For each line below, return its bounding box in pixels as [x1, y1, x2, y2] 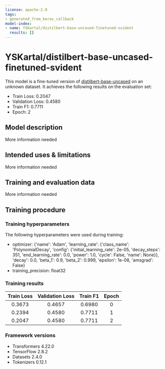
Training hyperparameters [5, 221, 70, 228]
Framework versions [5, 332, 56, 339]
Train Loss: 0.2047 [12, 93, 51, 99]
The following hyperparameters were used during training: [5, 232, 124, 238]
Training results [5, 280, 44, 287]
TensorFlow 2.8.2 [12, 348, 48, 354]
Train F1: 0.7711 [12, 103, 43, 109]
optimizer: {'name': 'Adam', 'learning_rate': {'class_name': [12, 241, 130, 247]
